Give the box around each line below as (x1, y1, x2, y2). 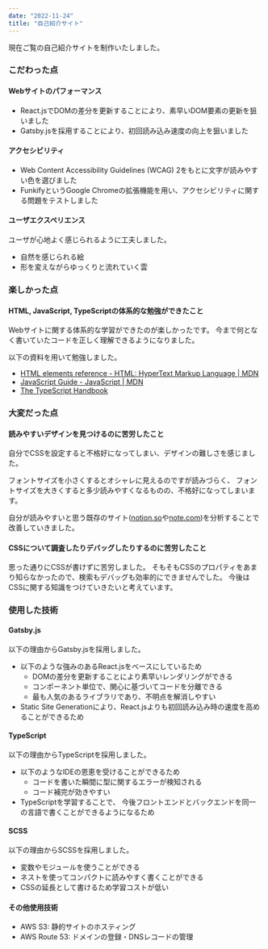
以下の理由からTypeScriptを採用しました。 (8, 750, 151, 759)
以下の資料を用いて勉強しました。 (8, 353, 122, 362)
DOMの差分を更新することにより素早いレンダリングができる (31, 671, 233, 681)
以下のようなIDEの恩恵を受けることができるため (19, 767, 180, 776)
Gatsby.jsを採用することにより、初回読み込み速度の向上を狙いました (19, 126, 249, 136)
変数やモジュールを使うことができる (19, 863, 140, 872)
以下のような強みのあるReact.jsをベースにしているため (19, 661, 203, 671)
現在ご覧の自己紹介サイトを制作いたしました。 (8, 42, 164, 52)
